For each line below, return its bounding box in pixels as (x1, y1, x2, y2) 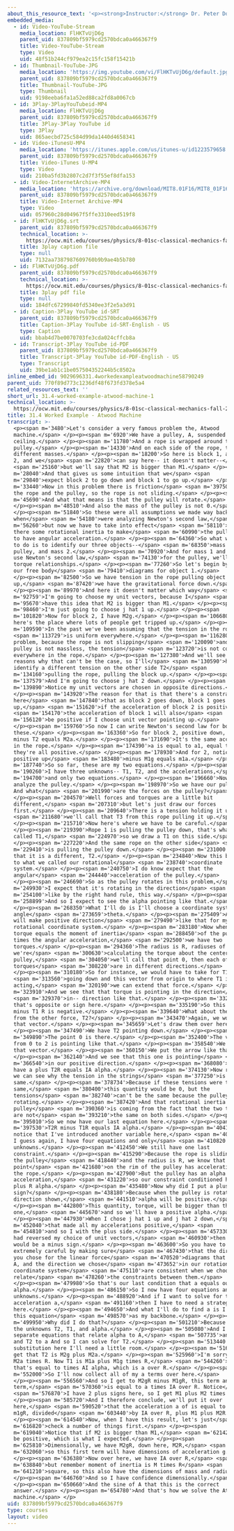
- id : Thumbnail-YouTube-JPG (13, 62, 98, 69)
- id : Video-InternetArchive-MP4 (13, 178, 111, 185)
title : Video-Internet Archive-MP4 (19, 198, 123, 206)
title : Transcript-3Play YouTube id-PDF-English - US (19, 353, 179, 361)
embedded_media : (7, 17, 54, 24)
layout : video (7, 1513, 49, 1520)
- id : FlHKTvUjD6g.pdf (13, 263, 79, 270)
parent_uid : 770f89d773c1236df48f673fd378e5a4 (7, 379, 145, 387)
